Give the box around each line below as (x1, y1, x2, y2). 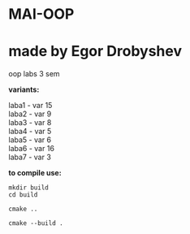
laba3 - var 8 (8, 118, 52, 128)
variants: (8, 84, 40, 94)
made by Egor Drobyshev (8, 42, 183, 61)
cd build (8, 191, 38, 199)
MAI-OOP (8, 5, 75, 24)
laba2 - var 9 (8, 109, 52, 119)
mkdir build (8, 184, 49, 192)
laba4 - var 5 (8, 127, 52, 136)
